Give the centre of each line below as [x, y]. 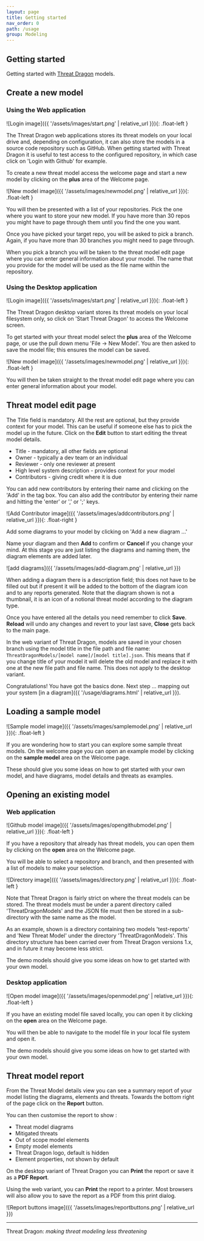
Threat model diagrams [44, 1127]
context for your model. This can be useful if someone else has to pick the [99, 426]
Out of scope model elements [52, 1140]
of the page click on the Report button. [55, 1104]
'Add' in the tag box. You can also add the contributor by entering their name [102, 495]
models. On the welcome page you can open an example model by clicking [100, 751]
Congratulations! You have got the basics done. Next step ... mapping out [98, 686]
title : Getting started [36, 18]
